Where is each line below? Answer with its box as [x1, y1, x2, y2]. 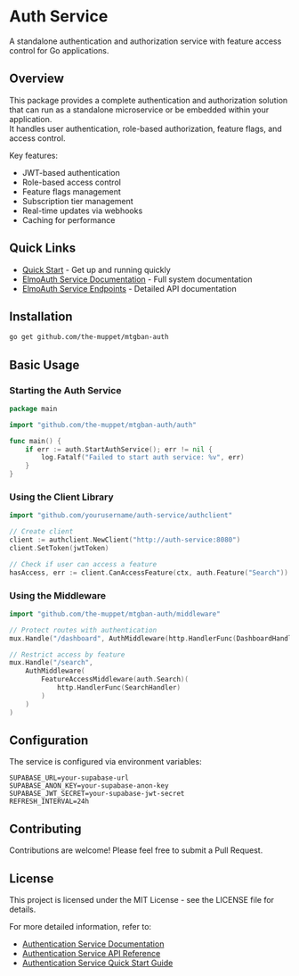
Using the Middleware [9, 589, 107, 601]
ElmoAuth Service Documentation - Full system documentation [21, 274, 253, 285]
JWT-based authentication [21, 167, 120, 178]
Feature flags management [21, 186, 122, 197]
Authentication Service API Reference [21, 947, 161, 958]
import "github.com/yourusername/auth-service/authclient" [9, 511, 233, 520]
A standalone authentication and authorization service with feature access [9, 36, 282, 46]
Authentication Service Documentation [21, 939, 165, 949]
